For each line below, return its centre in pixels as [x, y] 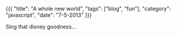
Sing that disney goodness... [41, 27]
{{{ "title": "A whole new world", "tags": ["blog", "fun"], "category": [88, 9]
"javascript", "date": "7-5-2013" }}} [49, 15]
